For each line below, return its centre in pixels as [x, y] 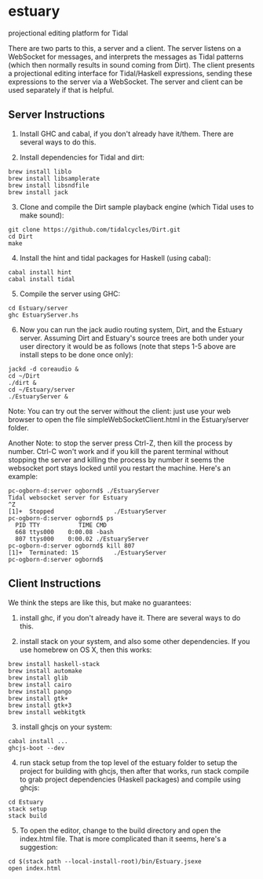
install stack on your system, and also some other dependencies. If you [135, 641]
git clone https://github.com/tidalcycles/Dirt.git [94, 229]
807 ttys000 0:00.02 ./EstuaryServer [82, 539]
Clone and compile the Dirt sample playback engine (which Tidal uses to [137, 207]
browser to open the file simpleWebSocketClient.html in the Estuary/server [129, 419]
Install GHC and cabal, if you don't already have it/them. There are [126, 134]
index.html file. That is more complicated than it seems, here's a [123, 838]
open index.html [35, 868]
